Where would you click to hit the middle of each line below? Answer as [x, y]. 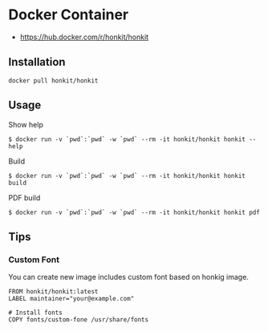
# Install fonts [35, 313]
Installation [37, 62]
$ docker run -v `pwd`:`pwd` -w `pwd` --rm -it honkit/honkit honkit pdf [134, 212]
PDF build [24, 197]
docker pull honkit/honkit [53, 81]
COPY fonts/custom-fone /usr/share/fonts [79, 320]
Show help [26, 124]
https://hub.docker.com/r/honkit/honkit [84, 37]
